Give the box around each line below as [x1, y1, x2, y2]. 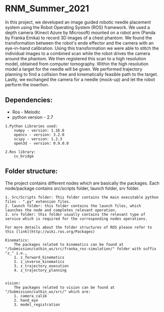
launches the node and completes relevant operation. [5, 208, 117, 212]
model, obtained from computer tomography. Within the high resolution [5, 61, 149, 67]
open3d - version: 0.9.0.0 [14, 141, 69, 146]
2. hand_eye [14, 298, 38, 303]
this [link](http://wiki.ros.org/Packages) [5, 229, 95, 234]
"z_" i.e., [5, 251, 27, 256]
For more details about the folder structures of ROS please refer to [5, 225, 152, 230]
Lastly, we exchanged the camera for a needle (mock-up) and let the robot [5, 77, 155, 82]
